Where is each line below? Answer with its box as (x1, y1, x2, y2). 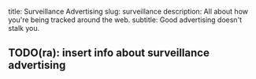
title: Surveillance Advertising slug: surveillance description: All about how (8, 7, 248, 16)
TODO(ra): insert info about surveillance (8, 47, 210, 60)
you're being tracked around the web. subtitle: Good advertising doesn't (8, 15, 243, 24)
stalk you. (8, 24, 40, 32)
